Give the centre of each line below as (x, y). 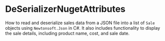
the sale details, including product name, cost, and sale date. (67, 33)
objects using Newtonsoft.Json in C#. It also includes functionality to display (83, 28)
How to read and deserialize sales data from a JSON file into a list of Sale (80, 23)
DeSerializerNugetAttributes (65, 9)
